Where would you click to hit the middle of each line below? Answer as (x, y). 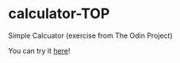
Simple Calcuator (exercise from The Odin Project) (90, 35)
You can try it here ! (39, 50)
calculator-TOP (59, 14)
